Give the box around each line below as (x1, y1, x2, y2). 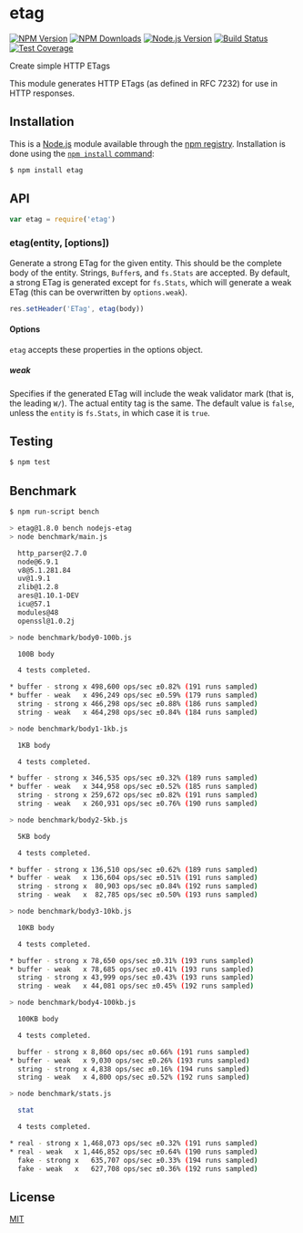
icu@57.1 (17, 600, 51, 609)
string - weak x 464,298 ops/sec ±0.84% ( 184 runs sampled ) (17, 708, 258, 717)
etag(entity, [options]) (9, 236, 110, 249)
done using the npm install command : (9, 148, 155, 159)
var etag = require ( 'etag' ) (9, 215, 116, 224)
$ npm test (9, 458, 51, 467)
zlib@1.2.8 (17, 583, 59, 592)
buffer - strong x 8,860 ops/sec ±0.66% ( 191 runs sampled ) (17, 1047, 250, 1056)
